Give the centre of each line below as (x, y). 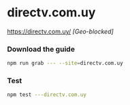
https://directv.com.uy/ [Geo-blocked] (60, 31)
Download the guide (41, 49)
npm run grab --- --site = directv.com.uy (65, 63)
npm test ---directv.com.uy (47, 95)
